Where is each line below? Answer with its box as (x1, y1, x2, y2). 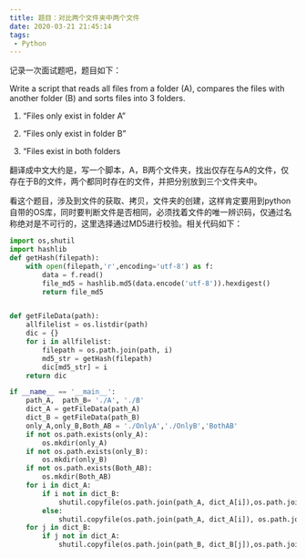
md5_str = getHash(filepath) (42, 354, 153, 363)
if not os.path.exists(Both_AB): (25, 464, 153, 473)
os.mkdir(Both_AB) (42, 472, 112, 481)
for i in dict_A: (25, 480, 92, 490)
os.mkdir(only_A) (42, 439, 107, 448)
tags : (9, 30, 30, 39)
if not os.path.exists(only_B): (25, 447, 148, 456)
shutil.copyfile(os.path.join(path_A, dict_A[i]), (57, 514, 255, 524)
